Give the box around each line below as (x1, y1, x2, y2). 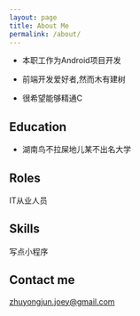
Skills (9, 222, 40, 237)
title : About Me (9, 21, 69, 30)
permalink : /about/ (9, 29, 82, 38)
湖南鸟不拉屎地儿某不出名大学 (21, 144, 131, 155)
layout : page (9, 12, 58, 22)
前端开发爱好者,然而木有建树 (21, 74, 126, 85)
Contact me (9, 272, 75, 288)
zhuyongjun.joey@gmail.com (9, 296, 115, 307)
